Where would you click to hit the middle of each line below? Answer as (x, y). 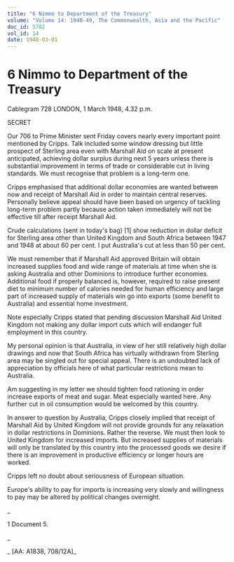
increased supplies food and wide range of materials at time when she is (112, 267)
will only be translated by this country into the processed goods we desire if (117, 448)
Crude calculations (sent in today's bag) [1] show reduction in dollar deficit (115, 230)
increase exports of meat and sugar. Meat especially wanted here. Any (109, 396)
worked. (19, 462)
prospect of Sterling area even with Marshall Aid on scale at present (105, 151)
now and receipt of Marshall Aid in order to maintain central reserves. (108, 194)
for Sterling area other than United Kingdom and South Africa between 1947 (117, 238)
